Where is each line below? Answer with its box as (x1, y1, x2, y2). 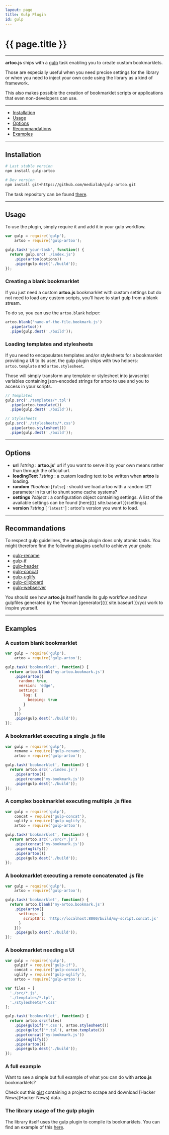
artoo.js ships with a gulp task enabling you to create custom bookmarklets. (5, 60, 163, 66)
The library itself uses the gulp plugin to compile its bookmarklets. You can (5, 1118, 160, 1124)
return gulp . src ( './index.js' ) (10, 252, 75, 257)
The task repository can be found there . (5, 191, 88, 197)
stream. (5, 300, 21, 306)
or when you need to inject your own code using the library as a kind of (5, 75, 153, 81)
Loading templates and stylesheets (5, 340, 93, 347)
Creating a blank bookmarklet (5, 278, 79, 285)
